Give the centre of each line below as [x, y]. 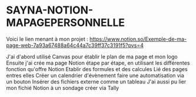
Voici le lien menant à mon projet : [47, 39]
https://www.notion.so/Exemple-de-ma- [138, 39]
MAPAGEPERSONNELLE [66, 23]
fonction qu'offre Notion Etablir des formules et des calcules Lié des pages [97, 69]
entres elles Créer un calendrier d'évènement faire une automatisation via [95, 75]
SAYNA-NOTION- [50, 10]
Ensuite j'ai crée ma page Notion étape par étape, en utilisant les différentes [98, 63]
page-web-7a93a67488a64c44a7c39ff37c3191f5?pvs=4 [75, 45]
